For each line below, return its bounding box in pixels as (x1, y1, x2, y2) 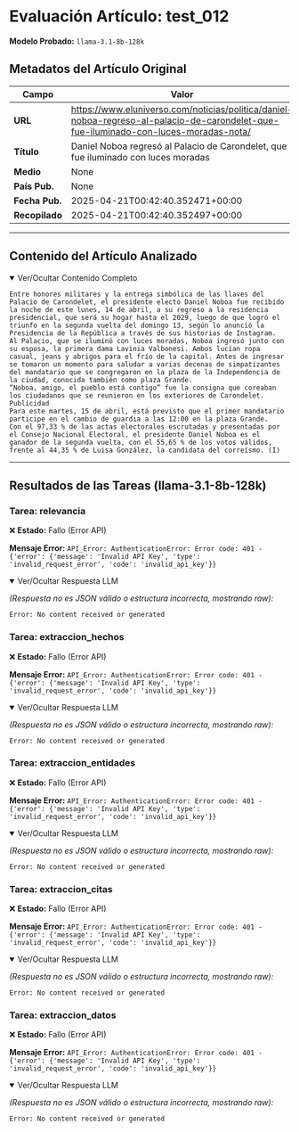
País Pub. (13, 180, 54, 193)
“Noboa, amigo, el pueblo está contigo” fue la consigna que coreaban (9, 383, 277, 392)
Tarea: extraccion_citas (9, 882, 113, 895)
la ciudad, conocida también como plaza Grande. (9, 375, 193, 384)
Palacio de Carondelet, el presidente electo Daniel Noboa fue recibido (9, 297, 285, 307)
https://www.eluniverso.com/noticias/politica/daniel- (70, 103, 294, 115)
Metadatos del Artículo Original (9, 62, 187, 77)
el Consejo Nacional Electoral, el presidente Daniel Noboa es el (9, 430, 261, 439)
